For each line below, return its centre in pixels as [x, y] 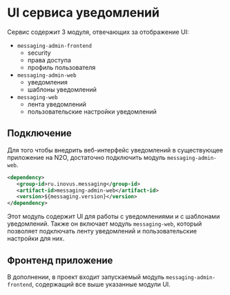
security [39, 53]
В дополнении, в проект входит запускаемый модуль [86, 277]
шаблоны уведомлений [62, 89]
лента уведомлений [57, 104]
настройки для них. [36, 239]
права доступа [49, 60]
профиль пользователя [61, 67]
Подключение [40, 133]
